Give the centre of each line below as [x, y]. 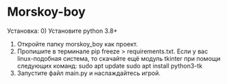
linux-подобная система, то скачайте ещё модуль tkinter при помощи [119, 58]
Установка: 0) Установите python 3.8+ [62, 31]
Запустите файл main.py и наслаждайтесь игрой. [89, 73]
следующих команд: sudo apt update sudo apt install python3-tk [110, 66]
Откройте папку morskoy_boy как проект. [77, 44]
